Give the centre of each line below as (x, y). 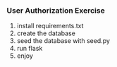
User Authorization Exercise (56, 11)
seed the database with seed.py (63, 41)
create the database (46, 33)
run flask (30, 49)
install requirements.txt (50, 26)
